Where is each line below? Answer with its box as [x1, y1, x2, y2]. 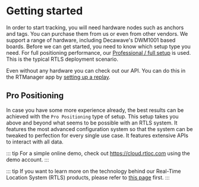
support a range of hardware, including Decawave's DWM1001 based [6, 36, 176, 43]
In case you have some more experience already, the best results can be [6, 106, 184, 114]
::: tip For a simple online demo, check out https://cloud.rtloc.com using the [6, 149, 190, 157]
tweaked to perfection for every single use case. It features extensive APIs [6, 132, 189, 139]
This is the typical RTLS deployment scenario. [6, 55, 119, 63]
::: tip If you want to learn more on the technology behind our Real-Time [6, 167, 181, 174]
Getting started [6, 4, 83, 18]
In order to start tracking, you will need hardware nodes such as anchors [6, 24, 184, 31]
